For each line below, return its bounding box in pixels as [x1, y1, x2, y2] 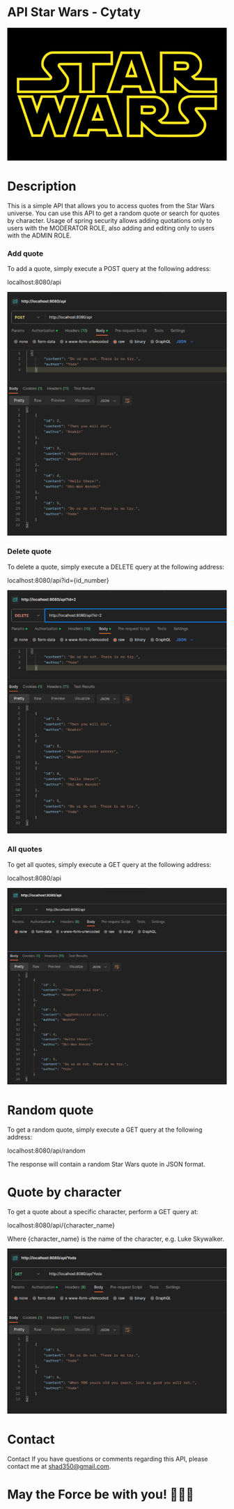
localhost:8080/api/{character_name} [7, 1220, 115, 1230]
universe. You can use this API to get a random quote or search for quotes [7, 209, 220, 217]
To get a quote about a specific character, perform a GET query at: [7, 1207, 198, 1216]
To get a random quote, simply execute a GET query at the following [7, 1125, 203, 1134]
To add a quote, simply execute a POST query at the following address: [7, 265, 211, 273]
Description [7, 179, 77, 194]
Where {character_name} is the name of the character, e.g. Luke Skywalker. [7, 1234, 224, 1243]
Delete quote [7, 546, 52, 556]
